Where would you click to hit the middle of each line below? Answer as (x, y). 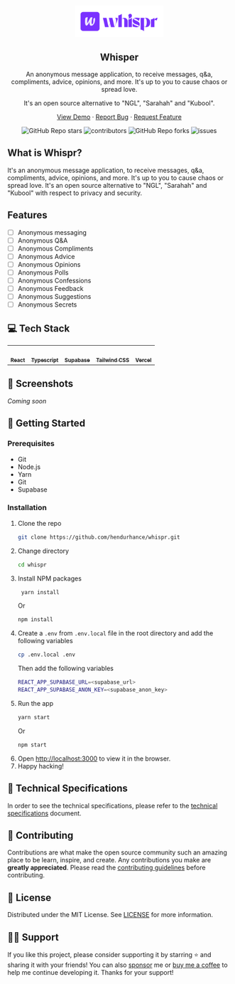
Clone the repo (39, 523)
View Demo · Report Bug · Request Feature (119, 117)
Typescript (45, 360)
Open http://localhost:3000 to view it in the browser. (94, 758)
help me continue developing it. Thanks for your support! (91, 972)
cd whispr (32, 565)
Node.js (29, 467)
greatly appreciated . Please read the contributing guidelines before (106, 868)
